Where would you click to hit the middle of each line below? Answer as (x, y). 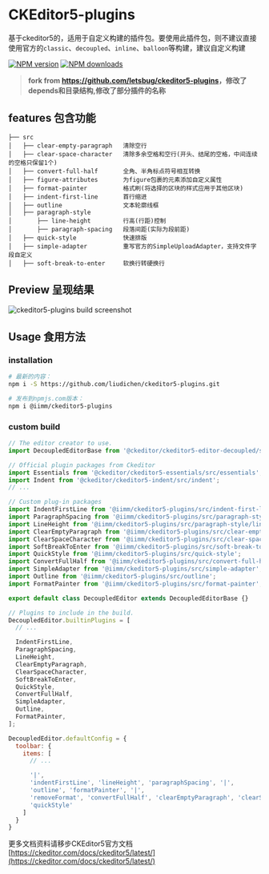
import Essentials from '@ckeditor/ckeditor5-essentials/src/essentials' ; (136, 473)
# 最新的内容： (30, 377)
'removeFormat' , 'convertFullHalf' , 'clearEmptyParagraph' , (132, 797)
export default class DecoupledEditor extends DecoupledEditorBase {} (128, 598)
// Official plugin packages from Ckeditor (82, 465)
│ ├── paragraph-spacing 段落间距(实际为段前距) (99, 229)
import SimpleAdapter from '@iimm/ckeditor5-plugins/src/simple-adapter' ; (136, 569)
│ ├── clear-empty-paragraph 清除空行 (78, 146)
